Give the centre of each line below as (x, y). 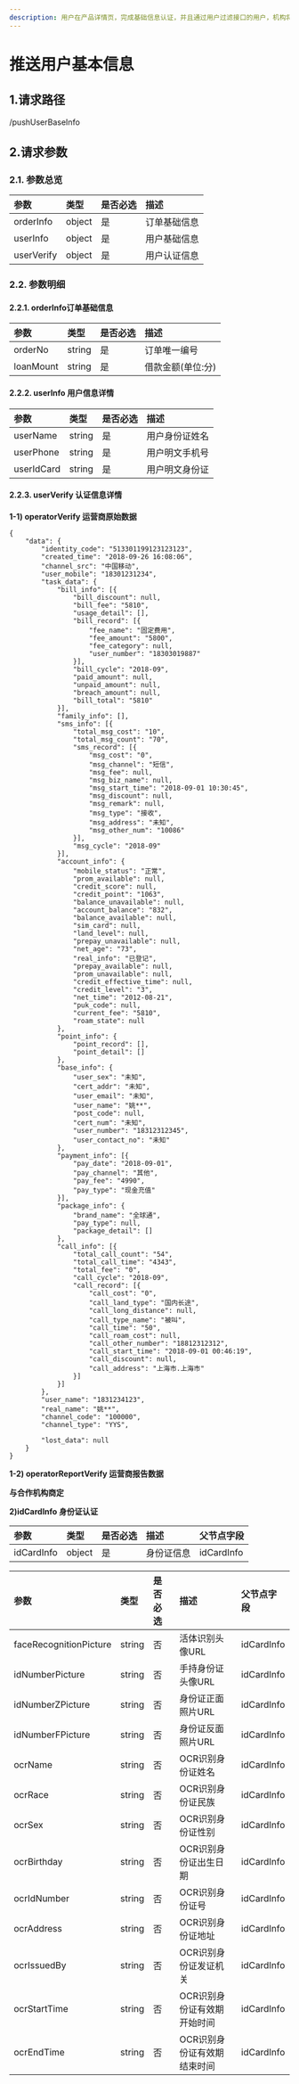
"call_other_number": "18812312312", (158, 1343)
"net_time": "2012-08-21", (123, 997)
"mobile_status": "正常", (119, 871)
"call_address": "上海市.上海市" (146, 1368)
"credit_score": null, (115, 886)
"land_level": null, (111, 933)
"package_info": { (91, 1206)
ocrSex (28, 1825)
